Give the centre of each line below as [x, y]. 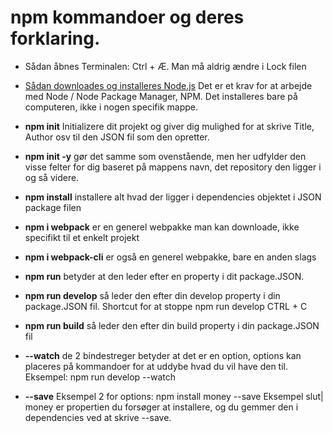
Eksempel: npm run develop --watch [100, 377]
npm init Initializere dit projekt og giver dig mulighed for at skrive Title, [169, 126]
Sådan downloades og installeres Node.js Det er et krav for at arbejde [168, 85]
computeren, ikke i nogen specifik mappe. [111, 107]
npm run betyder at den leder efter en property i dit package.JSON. [164, 276]
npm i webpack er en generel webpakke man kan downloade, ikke [162, 227]
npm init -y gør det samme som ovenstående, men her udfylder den [165, 156]
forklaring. [55, 38]
